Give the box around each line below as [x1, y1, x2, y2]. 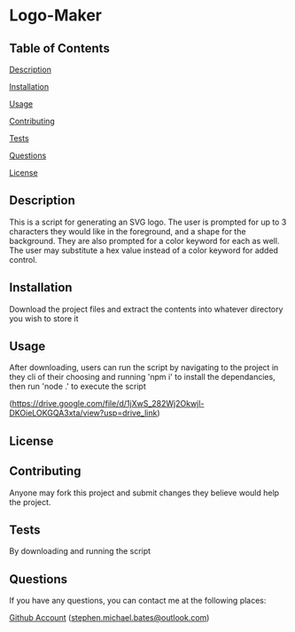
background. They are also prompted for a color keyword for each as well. [9, 235, 280, 246]
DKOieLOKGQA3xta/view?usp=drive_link [9, 407, 158, 418]
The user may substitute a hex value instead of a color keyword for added [9, 245, 279, 256]
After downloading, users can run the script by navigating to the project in [9, 362, 279, 373]
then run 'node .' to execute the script [9, 381, 146, 391]
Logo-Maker [9, 5, 103, 26]
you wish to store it [9, 312, 79, 324]
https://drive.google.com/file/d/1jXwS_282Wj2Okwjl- [12, 399, 205, 409]
